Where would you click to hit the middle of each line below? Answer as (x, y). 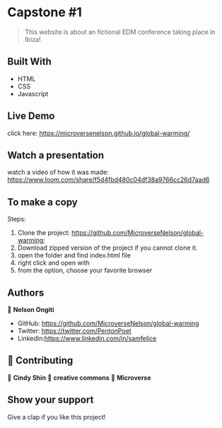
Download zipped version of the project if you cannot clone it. (107, 248)
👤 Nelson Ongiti (31, 310)
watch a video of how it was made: (58, 172)
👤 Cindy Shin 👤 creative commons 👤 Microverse (79, 377)
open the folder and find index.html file (74, 255)
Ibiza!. (34, 39)
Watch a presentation (56, 155)
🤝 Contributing (40, 360)
